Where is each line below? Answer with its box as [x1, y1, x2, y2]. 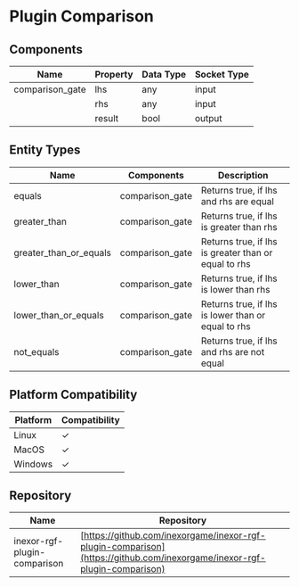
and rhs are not [200, 345, 265, 358]
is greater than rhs [200, 220, 278, 233]
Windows [13, 458, 53, 470]
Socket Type [194, 69, 249, 80]
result [94, 112, 119, 124]
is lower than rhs [200, 283, 271, 295]
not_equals [13, 345, 60, 358]
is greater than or [200, 246, 273, 259]
